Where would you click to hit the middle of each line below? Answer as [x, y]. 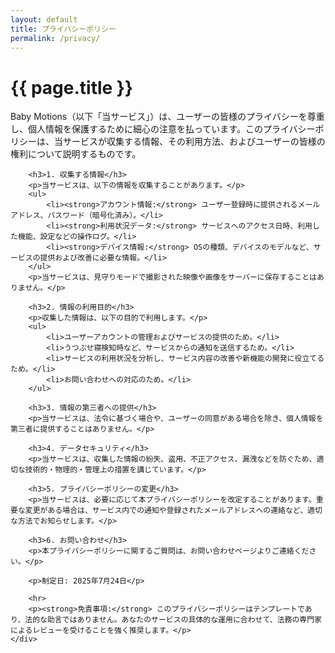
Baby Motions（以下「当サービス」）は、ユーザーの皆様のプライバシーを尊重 [167, 117]
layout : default [44, 19]
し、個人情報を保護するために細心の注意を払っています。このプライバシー [163, 129]
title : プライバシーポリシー [63, 29]
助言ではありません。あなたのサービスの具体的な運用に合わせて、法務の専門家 [184, 620]
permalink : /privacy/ [55, 38]
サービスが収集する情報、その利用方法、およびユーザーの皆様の [194, 142]
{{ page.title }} [72, 87]
